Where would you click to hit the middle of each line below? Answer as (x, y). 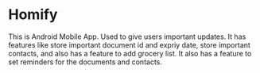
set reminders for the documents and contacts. (85, 62)
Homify (33, 15)
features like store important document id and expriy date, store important (129, 44)
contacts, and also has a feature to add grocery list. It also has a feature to (130, 53)
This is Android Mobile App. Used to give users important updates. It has (127, 36)
